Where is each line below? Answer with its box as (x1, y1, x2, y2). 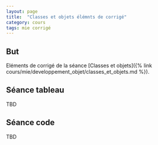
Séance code (6, 118, 55, 127)
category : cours (6, 19, 46, 25)
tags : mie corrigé (6, 25, 51, 31)
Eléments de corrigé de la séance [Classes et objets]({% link (6, 62, 152, 69)
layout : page (6, 8, 38, 15)
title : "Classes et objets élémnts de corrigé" (6, 14, 127, 20)
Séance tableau (6, 85, 64, 95)
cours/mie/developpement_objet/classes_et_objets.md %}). (6, 68, 150, 75)
